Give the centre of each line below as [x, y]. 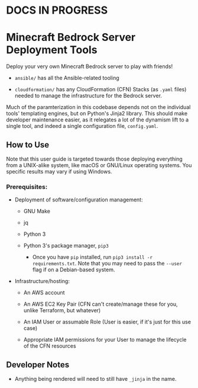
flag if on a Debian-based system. [74, 270]
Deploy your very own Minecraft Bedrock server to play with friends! [90, 66]
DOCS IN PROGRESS [57, 10]
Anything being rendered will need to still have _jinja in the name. [95, 379]
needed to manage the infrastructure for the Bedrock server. [88, 96]
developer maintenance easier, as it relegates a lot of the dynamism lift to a [98, 120]
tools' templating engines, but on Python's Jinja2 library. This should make [97, 114]
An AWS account [44, 293]
